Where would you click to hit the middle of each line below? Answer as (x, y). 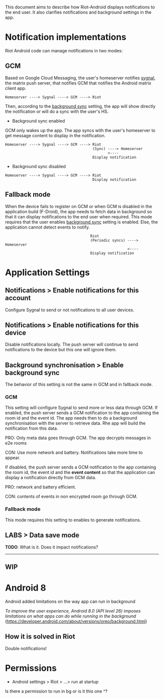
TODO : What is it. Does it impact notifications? (52, 547)
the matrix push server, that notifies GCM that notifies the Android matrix (78, 83)
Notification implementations (66, 37)
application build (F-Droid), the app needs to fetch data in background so (79, 212)
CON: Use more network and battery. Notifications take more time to (74, 453)
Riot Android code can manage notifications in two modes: (64, 50)
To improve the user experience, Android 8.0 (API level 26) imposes (73, 611)
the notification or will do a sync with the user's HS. (57, 111)
